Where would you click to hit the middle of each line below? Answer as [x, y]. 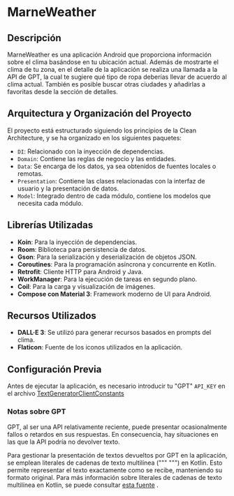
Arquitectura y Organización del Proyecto [100, 113]
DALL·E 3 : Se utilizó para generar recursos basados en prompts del [114, 333]
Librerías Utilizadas [50, 225]
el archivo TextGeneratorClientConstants [66, 393]
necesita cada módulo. [50, 203]
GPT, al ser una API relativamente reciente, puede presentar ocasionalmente [117, 427]
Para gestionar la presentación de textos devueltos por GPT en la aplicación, [117, 455]
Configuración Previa [54, 369]
